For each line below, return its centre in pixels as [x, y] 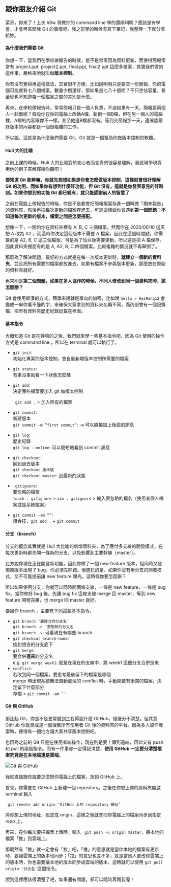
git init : [23, 352]
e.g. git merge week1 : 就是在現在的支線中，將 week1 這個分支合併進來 [86, 662]
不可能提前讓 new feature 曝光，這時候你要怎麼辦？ [73, 576]
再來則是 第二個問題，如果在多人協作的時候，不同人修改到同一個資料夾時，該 [85, 281]
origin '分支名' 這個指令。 [33, 868]
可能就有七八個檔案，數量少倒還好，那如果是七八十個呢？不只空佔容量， [85, 91]
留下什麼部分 [31, 687]
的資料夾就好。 [21, 270]
